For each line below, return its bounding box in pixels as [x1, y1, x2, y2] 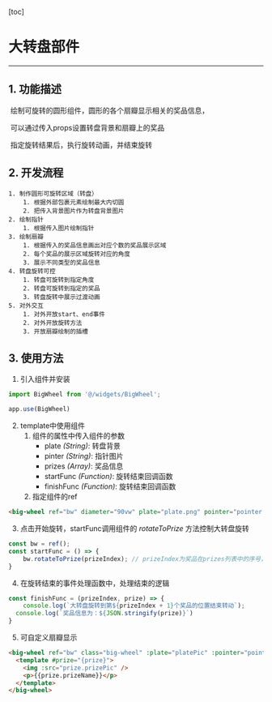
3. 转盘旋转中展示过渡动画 [23, 293, 100, 301]
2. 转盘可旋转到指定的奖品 [23, 284, 100, 293]
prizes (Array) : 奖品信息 [44, 461, 124, 471]
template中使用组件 [19, 421, 86, 430]
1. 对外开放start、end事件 [23, 310, 105, 319]
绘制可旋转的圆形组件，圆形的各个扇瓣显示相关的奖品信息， [10, 105, 209, 115]
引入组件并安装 [19, 375, 70, 384]
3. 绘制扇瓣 [8, 233, 45, 241]
